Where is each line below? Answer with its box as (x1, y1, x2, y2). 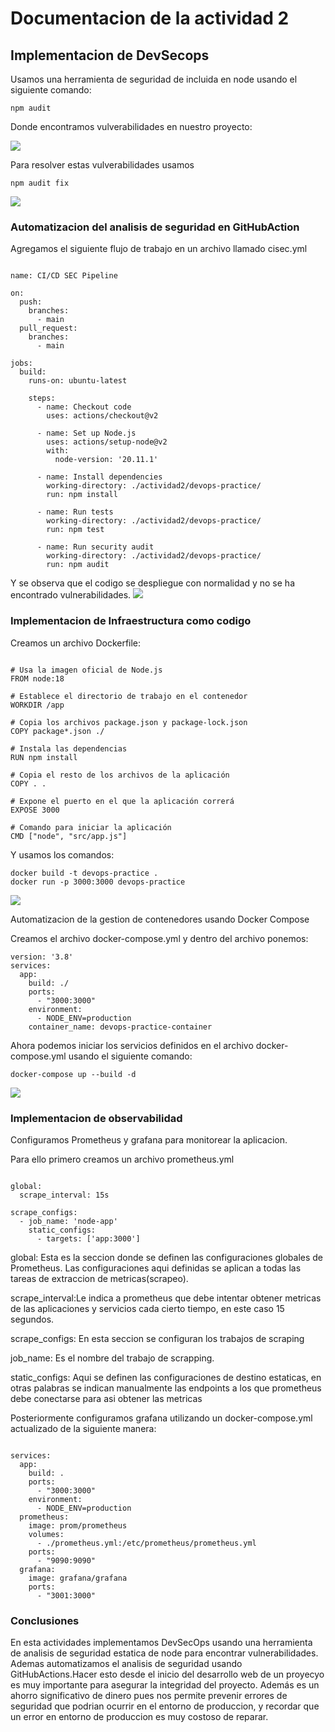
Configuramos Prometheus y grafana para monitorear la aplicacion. (10, 1133, 288, 1146)
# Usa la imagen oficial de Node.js (10, 665, 163, 675)
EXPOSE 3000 (10, 805, 60, 815)
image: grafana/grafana (28, 1573, 128, 1583)
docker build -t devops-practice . (10, 868, 159, 878)
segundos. (10, 1313, 55, 1325)
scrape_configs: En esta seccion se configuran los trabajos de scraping (10, 1332, 305, 1344)
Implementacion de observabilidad (10, 1111, 183, 1125)
